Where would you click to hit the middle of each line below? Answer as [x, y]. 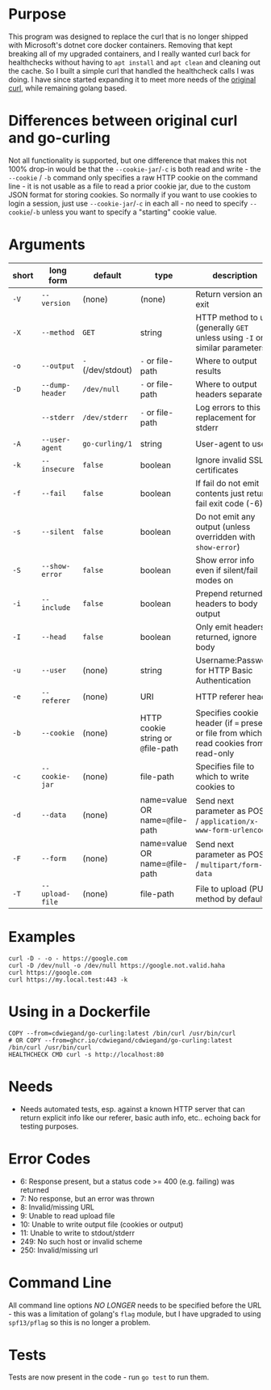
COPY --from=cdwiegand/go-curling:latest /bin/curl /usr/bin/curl [122, 1033]
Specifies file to [225, 766]
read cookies [220, 743]
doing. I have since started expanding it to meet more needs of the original [132, 79]
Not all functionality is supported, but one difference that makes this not [128, 160]
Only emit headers [230, 626]
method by [216, 899]
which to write [223, 776]
